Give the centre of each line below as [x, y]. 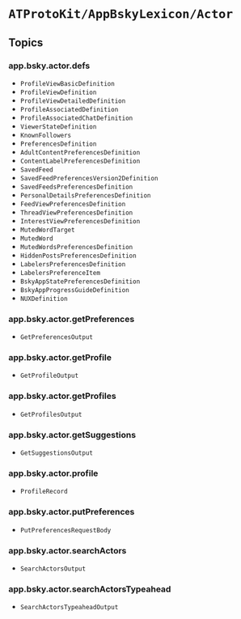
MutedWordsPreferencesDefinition [76, 247]
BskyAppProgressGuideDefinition [74, 290]
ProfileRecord [44, 492]
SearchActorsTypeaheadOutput [69, 608]
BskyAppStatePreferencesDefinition [80, 282]
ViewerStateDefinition [58, 127]
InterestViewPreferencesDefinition [80, 221]
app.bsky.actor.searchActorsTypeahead [90, 589]
